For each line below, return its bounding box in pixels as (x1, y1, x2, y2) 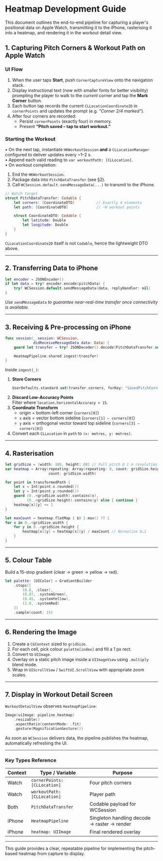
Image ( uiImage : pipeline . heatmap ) (5, 712, 75, 718)
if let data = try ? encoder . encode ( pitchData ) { (5, 281, 105, 286)
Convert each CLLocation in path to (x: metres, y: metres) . (12, 430, 132, 436)
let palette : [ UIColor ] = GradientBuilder (5, 579, 92, 583)
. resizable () (14, 717, 40, 722)
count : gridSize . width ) (48, 471, 97, 476)
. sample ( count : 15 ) (14, 610, 53, 615)
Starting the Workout (5, 135, 56, 142)
